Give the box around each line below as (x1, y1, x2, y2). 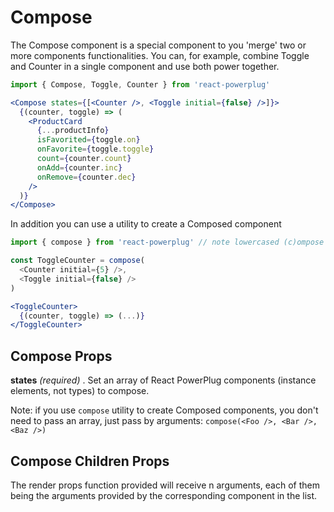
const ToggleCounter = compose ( (10, 256, 145, 266)
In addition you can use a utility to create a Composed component (10, 218, 282, 230)
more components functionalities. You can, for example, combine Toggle (10, 49, 310, 61)
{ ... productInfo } (36, 126, 110, 136)
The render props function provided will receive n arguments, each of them (10, 479, 320, 491)
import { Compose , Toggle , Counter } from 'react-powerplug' (10, 79, 271, 90)
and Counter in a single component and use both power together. (10, 60, 280, 72)
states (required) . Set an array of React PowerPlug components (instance (10, 374, 317, 386)
